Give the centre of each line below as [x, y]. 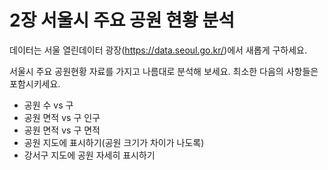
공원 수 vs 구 [48, 105]
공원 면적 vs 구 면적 [62, 130]
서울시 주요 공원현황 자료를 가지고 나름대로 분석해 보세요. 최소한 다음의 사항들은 [164, 71]
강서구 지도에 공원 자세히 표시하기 [89, 155]
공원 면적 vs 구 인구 [62, 117]
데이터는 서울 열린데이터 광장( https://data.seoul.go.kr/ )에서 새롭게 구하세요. [158, 50]
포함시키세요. [35, 83]
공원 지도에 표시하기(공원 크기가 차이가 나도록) [114, 142]
